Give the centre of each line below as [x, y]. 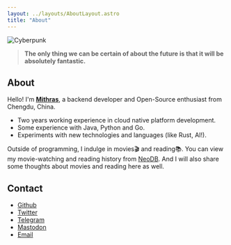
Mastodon [32, 228]
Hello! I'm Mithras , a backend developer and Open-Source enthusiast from [115, 100]
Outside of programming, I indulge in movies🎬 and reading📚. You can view [115, 149]
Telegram [31, 220]
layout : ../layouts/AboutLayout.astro [63, 14]
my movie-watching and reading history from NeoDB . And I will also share [113, 159]
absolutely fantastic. [55, 61]
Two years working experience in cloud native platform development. [117, 120]
